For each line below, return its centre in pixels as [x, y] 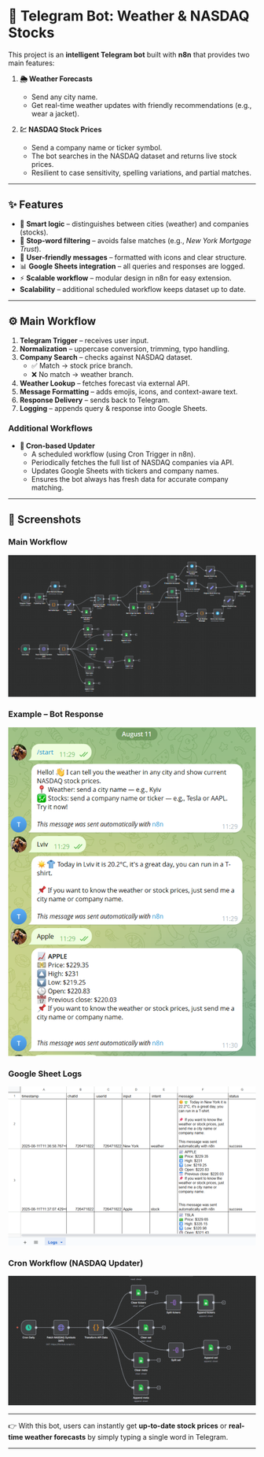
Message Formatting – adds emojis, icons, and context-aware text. [128, 391]
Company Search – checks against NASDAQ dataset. [106, 357]
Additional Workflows [50, 428]
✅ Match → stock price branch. [82, 365]
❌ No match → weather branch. [82, 374]
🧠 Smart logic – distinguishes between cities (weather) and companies [134, 224]
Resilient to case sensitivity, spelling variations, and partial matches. [141, 172]
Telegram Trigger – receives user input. [84, 340]
